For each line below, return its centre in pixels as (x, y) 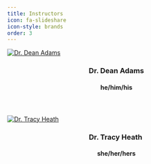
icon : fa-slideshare (37, 20)
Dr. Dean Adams (116, 71)
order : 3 (20, 33)
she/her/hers (116, 154)
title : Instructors (35, 14)
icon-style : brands (35, 26)
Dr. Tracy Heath (116, 137)
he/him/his (116, 87)
